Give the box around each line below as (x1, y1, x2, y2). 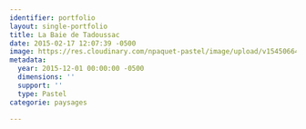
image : (9, 47, 35, 56)
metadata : (9, 55, 47, 64)
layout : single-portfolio (9, 22, 107, 31)
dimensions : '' (17, 73, 76, 82)
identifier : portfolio (9, 13, 96, 23)
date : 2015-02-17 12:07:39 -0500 (9, 38, 137, 48)
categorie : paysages (9, 97, 88, 107)
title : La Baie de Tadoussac (9, 30, 120, 39)
